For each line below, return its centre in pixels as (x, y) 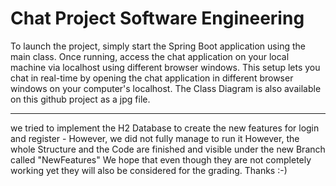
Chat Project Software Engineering (157, 18)
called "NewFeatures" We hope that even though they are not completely (161, 159)
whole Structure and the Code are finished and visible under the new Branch (168, 149)
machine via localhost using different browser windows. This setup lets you (165, 67)
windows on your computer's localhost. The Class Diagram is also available (166, 88)
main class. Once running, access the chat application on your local (150, 56)
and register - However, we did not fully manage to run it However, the (155, 138)
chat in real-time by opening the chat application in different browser (152, 78)
